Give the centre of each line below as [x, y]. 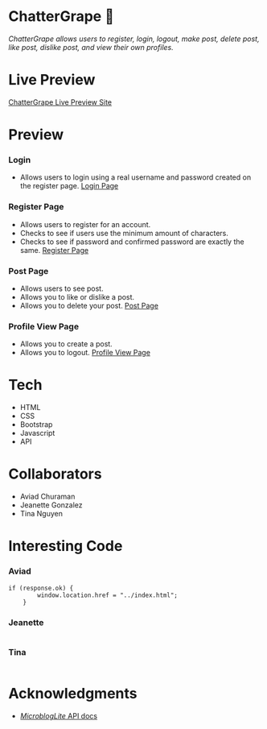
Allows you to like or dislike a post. [77, 296]
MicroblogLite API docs [59, 716]
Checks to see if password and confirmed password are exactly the [132, 242]
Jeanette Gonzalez [51, 505]
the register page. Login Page [69, 186]
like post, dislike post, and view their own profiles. [91, 47]
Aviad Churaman [47, 497]
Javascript [37, 433]
